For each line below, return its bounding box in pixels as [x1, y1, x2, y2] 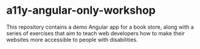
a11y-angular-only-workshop [6, 4, 156, 17]
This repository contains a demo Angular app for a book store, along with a [6, 23, 195, 30]
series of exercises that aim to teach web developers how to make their [6, 29, 185, 36]
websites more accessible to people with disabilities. [6, 36, 138, 43]
